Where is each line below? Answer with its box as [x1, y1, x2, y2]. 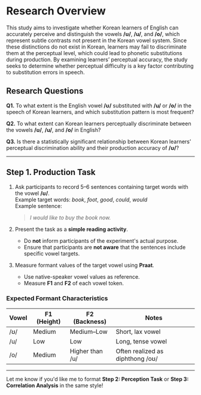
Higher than [69, 346, 103, 355]
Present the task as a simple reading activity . [14, 225, 129, 233]
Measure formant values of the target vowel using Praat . [14, 261, 154, 269]
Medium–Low [69, 327, 108, 336]
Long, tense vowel [115, 337, 167, 345]
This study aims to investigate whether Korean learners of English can [6, 24, 179, 31]
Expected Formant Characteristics [6, 294, 108, 303]
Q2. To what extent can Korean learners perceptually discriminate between [6, 120, 191, 127]
